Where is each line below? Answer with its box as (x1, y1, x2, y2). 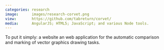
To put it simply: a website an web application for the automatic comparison (5, 34, 160, 40)
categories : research (5, 7, 50, 12)
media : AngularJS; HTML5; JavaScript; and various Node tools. (5, 21, 149, 26)
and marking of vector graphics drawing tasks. (5, 40, 100, 46)
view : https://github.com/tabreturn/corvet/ (5, 16, 112, 21)
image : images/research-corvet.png (5, 12, 90, 17)
